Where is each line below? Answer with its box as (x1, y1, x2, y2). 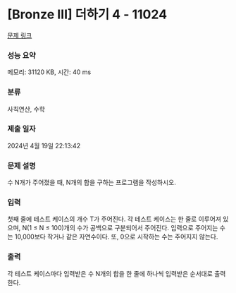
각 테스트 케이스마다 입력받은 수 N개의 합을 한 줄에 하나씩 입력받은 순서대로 (7, 269, 213, 277)
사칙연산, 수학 (7, 104, 46, 113)
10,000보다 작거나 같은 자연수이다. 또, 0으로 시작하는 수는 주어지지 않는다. (14, 232, 218, 241)
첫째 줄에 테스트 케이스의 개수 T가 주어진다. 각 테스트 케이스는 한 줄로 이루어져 (7, 215, 222, 223)
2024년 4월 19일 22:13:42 (7, 141, 81, 150)
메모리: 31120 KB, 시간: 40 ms (7, 68, 92, 76)
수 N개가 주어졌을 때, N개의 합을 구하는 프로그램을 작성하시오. (7, 178, 176, 187)
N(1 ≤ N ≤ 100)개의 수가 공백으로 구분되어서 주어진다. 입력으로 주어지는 (22, 224, 218, 232)
